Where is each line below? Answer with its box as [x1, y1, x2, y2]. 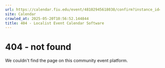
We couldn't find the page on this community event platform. [5, 58, 128, 64]
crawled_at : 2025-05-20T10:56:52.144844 [5, 16, 89, 21]
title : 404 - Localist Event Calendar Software [5, 20, 105, 26]
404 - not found [5, 42, 71, 52]
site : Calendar [5, 12, 36, 17]
